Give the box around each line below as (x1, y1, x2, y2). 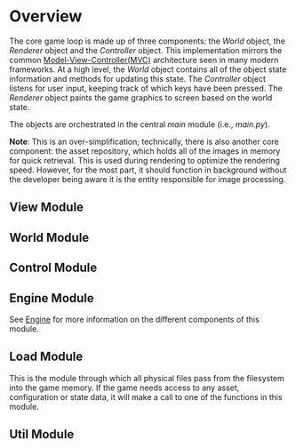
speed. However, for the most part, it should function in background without (9, 164, 287, 175)
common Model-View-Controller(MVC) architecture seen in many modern (9, 54, 279, 65)
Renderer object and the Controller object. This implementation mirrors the (9, 44, 283, 55)
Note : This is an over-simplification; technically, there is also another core (9, 136, 279, 147)
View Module (9, 200, 84, 215)
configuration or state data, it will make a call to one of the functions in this (9, 391, 283, 402)
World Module (9, 229, 90, 245)
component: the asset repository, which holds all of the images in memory (9, 145, 281, 156)
